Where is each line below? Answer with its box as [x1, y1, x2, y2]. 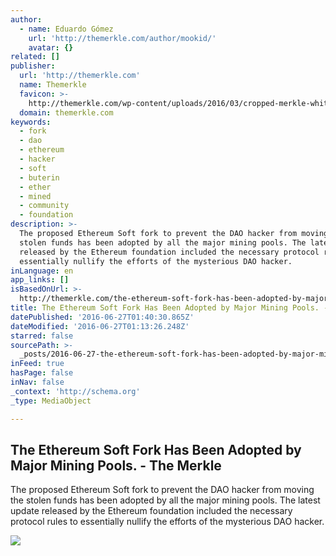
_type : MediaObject [10, 396, 92, 406]
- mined [19, 191, 52, 201]
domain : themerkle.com [19, 107, 114, 118]
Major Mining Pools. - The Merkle [10, 457, 222, 474]
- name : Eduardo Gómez [19, 24, 114, 34]
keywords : [10, 117, 52, 127]
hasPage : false [10, 368, 74, 378]
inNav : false [10, 377, 65, 387]
